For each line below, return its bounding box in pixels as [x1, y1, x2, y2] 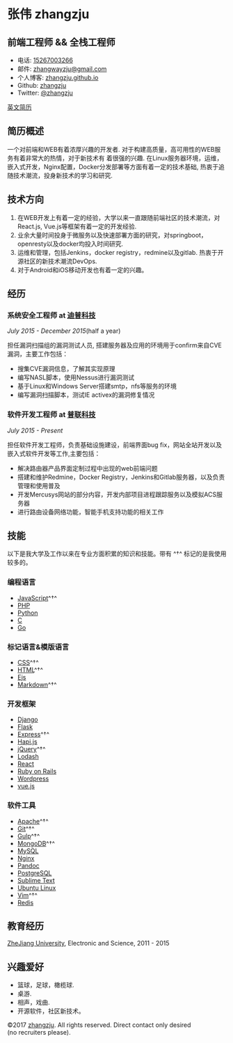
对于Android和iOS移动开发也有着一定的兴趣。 [17, 265, 148, 274]
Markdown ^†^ [17, 680, 57, 689]
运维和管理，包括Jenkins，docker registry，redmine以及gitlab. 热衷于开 [17, 248, 224, 256]
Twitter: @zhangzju [17, 88, 73, 97]
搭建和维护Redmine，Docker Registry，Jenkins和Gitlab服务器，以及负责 [17, 473, 225, 481]
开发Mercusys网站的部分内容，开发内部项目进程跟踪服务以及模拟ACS [17, 490, 217, 499]
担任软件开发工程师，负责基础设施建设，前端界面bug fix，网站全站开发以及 [7, 440, 223, 449]
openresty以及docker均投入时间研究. [17, 240, 124, 248]
